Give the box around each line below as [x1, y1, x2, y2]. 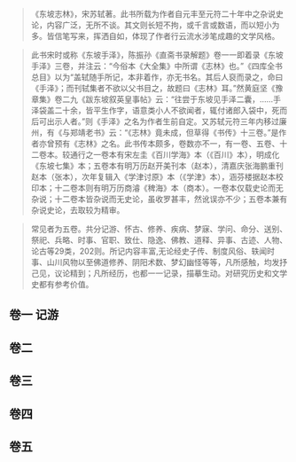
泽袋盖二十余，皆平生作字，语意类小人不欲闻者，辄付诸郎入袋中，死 [30, 106, 280, 115]
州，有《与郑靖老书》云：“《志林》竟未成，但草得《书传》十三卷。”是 [30, 128, 279, 137]
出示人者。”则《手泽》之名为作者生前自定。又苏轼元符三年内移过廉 [46, 116, 287, 127]
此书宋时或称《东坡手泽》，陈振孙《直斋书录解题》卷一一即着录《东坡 [30, 50, 284, 60]
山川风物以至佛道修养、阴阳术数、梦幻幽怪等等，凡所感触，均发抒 [46, 257, 288, 267]
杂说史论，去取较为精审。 [30, 205, 125, 215]
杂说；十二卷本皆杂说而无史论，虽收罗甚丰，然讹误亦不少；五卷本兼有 [30, 194, 288, 204]
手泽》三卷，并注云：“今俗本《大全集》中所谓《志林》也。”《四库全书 [30, 61, 284, 71]
